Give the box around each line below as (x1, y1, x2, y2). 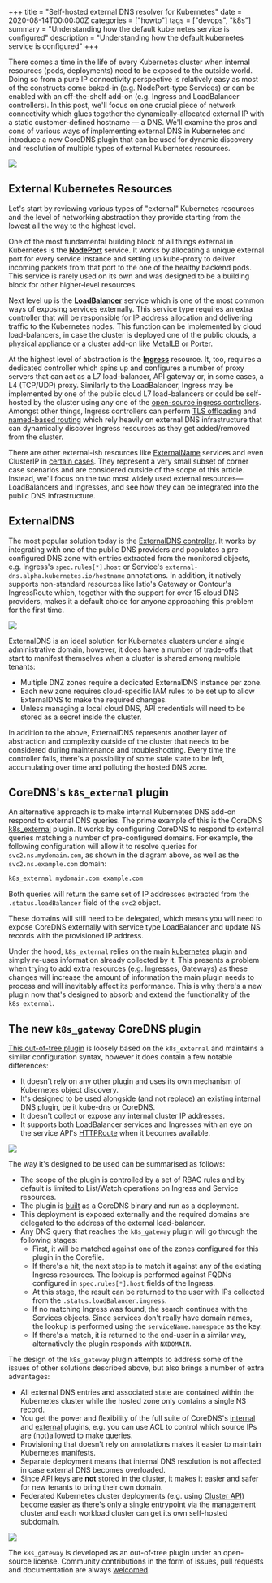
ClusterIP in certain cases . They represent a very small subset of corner (8, 456, 249, 466)
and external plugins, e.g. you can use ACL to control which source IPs (19, 1422, 257, 1432)
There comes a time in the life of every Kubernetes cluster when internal (8, 57, 250, 67)
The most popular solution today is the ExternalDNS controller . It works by (8, 536, 257, 546)
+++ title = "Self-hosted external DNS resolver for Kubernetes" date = (8, 7, 242, 16)
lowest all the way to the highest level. (8, 221, 136, 231)
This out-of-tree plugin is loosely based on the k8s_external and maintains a (8, 1043, 264, 1054)
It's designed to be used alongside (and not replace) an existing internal (19, 1093, 261, 1103)
